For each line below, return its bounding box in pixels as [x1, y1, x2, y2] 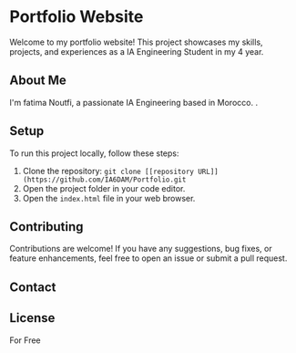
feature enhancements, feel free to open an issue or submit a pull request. [9, 253, 288, 264]
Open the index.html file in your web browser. [22, 192, 196, 203]
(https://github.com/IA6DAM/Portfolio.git [22, 175, 187, 184]
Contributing [9, 219, 84, 234]
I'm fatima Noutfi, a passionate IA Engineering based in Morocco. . [9, 97, 258, 108]
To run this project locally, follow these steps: [9, 148, 179, 159]
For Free [9, 335, 41, 346]
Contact [9, 279, 56, 295]
